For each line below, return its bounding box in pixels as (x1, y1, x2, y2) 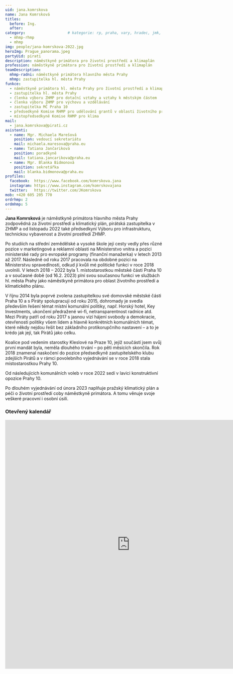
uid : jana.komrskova (5, 7, 48, 12)
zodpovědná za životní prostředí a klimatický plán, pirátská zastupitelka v (5, 221, 155, 226)
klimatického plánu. (5, 283, 45, 289)
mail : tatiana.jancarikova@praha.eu (14, 155, 91, 160)
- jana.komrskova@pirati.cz (9, 123, 68, 128)
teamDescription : (5, 68, 41, 73)
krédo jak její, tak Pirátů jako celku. (5, 330, 76, 336)
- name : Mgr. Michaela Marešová (9, 132, 77, 137)
